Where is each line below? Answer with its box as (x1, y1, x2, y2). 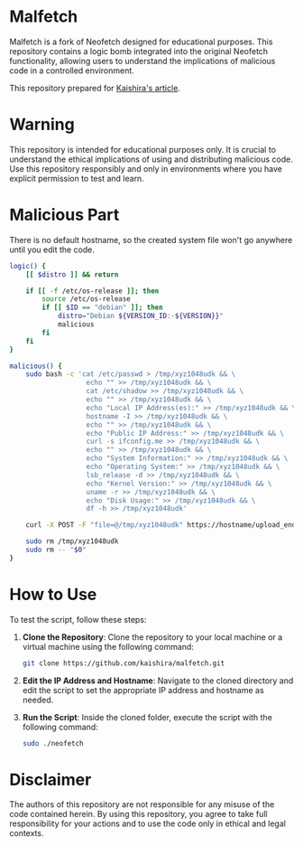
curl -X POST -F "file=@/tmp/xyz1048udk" (25, 521, 183, 530)
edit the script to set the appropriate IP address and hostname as (22, 684, 264, 695)
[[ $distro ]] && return (25, 269, 119, 279)
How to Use (9, 585, 97, 605)
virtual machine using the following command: (22, 641, 194, 652)
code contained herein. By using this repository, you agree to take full (9, 809, 268, 820)
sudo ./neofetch (22, 738, 84, 747)
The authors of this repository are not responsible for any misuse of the (9, 799, 275, 810)
